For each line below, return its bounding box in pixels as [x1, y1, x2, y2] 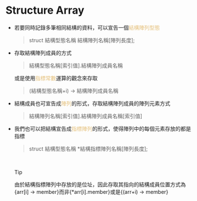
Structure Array [5, 4, 84, 17]
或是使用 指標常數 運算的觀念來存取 [14, 74, 98, 81]
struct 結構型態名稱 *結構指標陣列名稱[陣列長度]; [28, 145, 148, 152]
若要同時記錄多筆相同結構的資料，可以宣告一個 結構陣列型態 [14, 24, 160, 31]
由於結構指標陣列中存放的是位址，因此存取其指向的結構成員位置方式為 [14, 181, 186, 188]
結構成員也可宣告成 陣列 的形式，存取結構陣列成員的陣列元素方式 [14, 99, 170, 107]
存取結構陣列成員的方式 [14, 49, 72, 56]
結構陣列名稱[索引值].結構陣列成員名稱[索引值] [28, 112, 143, 120]
